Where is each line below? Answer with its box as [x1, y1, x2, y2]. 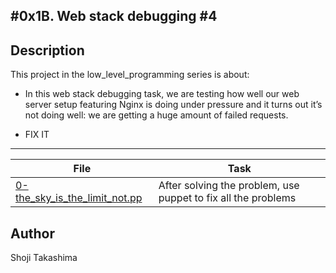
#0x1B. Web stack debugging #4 [10, 8, 218, 25]
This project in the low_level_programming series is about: [10, 69, 250, 81]
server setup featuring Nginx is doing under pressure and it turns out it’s [24, 99, 323, 111]
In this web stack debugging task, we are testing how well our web [24, 88, 300, 100]
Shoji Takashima [10, 252, 78, 264]
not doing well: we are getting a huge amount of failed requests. [24, 109, 289, 121]
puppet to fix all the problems [158, 191, 297, 205]
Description [10, 42, 85, 59]
